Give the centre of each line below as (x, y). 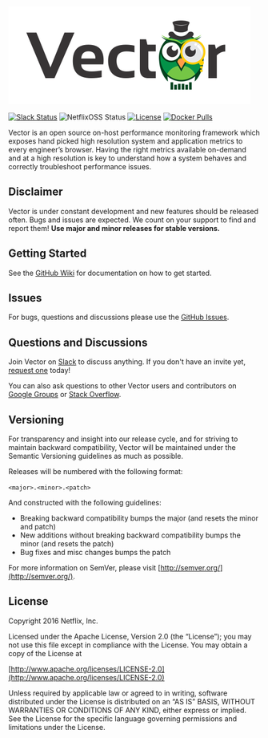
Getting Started (48, 254)
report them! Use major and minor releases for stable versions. (114, 228)
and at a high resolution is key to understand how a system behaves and (127, 158)
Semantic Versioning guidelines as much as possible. (96, 456)
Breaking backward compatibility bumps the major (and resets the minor (139, 518)
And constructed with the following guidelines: (85, 503)
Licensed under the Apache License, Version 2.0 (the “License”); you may (130, 636)
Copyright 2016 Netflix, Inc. (53, 621)
